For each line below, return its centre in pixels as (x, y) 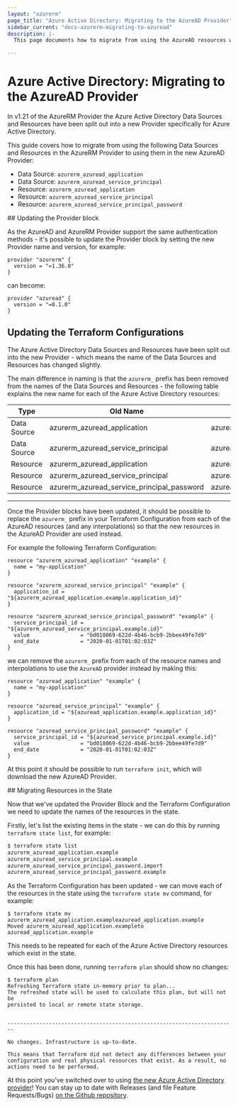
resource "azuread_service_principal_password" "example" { (98, 731)
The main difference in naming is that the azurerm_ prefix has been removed (118, 378)
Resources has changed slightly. (55, 365)
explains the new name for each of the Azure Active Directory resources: (114, 393)
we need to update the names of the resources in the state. (94, 811)
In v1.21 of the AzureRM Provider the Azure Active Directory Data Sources (115, 116)
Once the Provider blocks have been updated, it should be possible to (109, 511)
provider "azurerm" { (39, 260)
